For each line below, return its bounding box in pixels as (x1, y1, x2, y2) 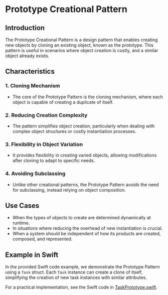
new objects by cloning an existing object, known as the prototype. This (5, 42, 154, 48)
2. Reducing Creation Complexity (5, 111, 88, 118)
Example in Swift (5, 250, 59, 259)
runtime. (12, 220, 30, 226)
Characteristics (5, 67, 55, 76)
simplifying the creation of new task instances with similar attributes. (5, 274, 147, 280)
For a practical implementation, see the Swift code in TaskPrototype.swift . (5, 284, 158, 290)
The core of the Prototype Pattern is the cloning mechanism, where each (12, 94, 163, 100)
